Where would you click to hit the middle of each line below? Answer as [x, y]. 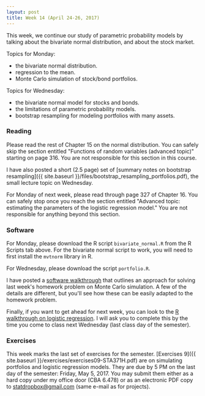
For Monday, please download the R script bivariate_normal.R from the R [99, 244]
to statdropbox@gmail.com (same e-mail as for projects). [78, 387]
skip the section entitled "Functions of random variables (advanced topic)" [100, 151]
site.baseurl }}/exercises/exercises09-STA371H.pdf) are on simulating [94, 360]
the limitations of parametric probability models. [76, 109]
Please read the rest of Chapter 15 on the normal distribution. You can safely [102, 144]
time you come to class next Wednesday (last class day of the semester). [99, 325]
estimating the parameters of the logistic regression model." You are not [97, 208]
